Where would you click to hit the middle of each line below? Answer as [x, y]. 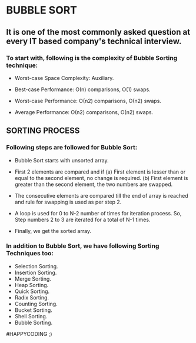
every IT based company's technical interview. [94, 41]
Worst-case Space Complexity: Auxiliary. [64, 78]
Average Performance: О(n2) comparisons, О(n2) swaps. [84, 112]
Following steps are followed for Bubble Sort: [72, 148]
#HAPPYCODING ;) [29, 334]
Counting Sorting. [36, 304]
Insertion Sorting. [36, 272]
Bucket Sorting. [34, 310]
